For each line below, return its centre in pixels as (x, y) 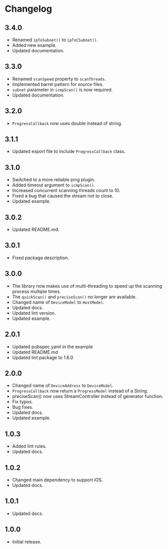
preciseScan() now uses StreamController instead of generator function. (88, 396)
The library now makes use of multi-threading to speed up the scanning (87, 286)
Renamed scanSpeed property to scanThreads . (59, 79)
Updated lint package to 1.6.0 (43, 357)
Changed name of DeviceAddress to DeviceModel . (63, 386)
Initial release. (27, 541)
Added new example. (34, 45)
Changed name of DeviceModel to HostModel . (58, 302)
